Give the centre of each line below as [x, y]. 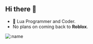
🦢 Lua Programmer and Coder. [44, 21]
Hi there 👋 [21, 9]
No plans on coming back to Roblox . [50, 26]
